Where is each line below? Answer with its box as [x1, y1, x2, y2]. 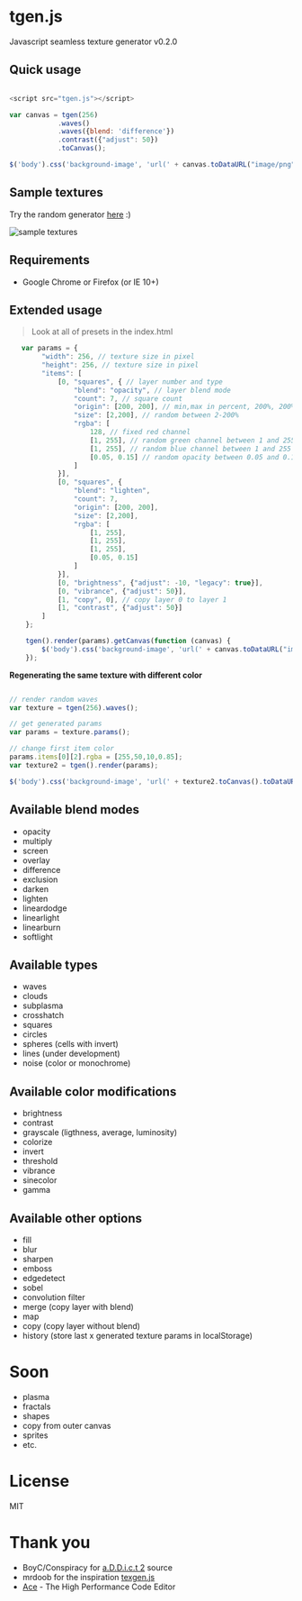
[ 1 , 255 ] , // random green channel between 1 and [89, 435, 280, 445]
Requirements [9, 252, 90, 268]
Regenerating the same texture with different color [9, 669, 203, 680]
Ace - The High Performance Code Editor [22, 1581, 176, 1592]
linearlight [22, 912, 60, 923]
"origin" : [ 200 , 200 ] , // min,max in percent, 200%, [73, 403, 276, 412]
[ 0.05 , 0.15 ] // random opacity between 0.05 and [89, 452, 280, 461]
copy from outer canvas [22, 1420, 111, 1431]
